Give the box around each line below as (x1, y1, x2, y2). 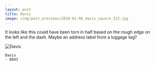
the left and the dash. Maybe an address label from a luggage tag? (5, 34, 137, 40)
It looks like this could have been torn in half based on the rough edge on (5, 29, 151, 35)
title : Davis (5, 12, 31, 16)
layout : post (5, 7, 31, 12)
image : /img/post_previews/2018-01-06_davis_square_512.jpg (5, 16, 129, 21)
